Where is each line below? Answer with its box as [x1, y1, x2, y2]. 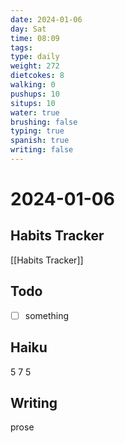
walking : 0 [10, 80, 56, 90]
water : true [10, 107, 60, 118]
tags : [10, 42, 33, 53]
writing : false [10, 145, 74, 155]
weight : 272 [10, 61, 60, 71]
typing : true [10, 126, 65, 136]
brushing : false [10, 117, 78, 127]
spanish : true [10, 136, 70, 146]
